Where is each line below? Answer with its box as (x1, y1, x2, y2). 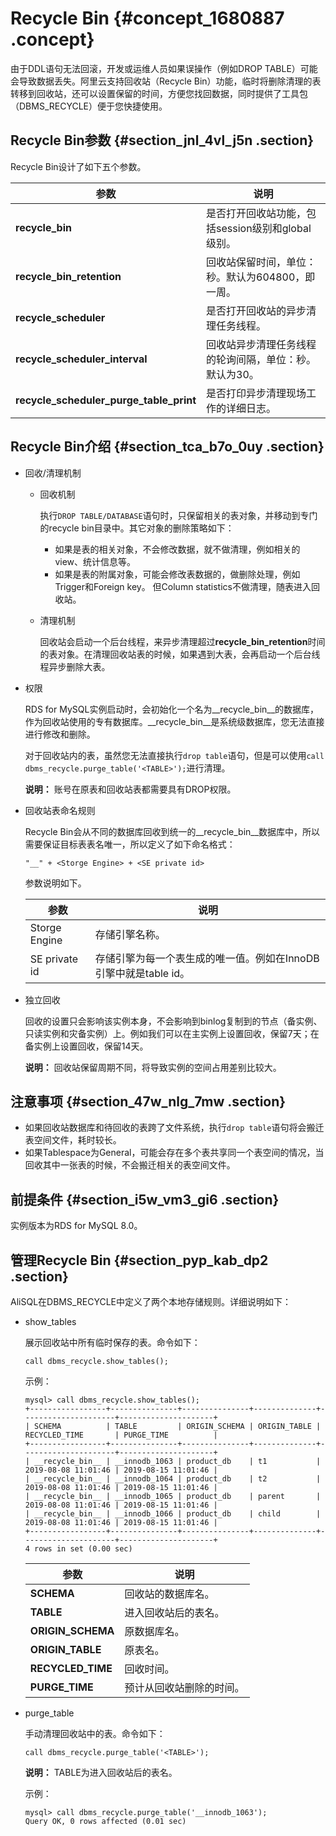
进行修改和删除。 (24, 728, 96, 740)
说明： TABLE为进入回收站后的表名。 (24, 1767, 178, 1778)
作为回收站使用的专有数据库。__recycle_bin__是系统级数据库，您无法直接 (24, 715, 325, 727)
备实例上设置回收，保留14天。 (24, 1040, 149, 1052)
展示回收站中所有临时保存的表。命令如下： (24, 1337, 201, 1348)
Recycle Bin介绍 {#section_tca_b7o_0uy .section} (10, 438, 325, 456)
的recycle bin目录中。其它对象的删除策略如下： (39, 522, 235, 534)
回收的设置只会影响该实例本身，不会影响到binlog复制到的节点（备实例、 (24, 1015, 323, 1027)
